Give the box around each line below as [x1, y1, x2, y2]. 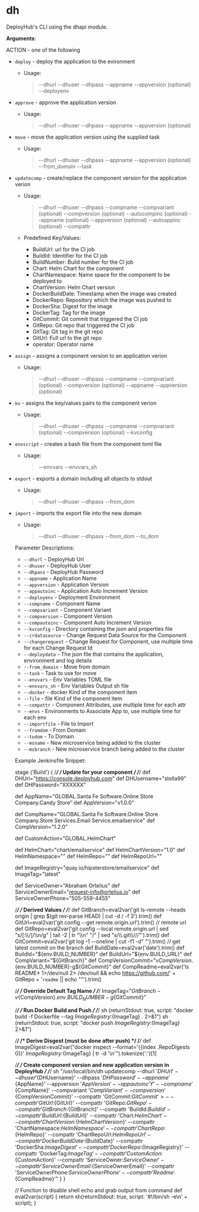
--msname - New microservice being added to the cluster [23, 739, 161, 746]
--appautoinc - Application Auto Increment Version [23, 587, 148, 594]
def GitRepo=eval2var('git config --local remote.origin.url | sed [14, 925, 169, 932]
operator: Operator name [32, 341, 94, 348]
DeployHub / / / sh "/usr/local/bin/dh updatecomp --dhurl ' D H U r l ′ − [14, 1067, 178, 1074]
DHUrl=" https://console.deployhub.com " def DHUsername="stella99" [14, 774, 187, 782]
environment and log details [23, 657, 92, 664]
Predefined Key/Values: [23, 234, 81, 241]
